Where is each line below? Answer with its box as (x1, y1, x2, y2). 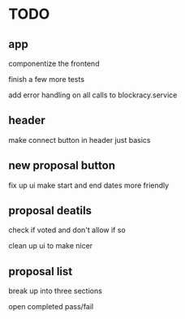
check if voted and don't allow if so (8, 225, 126, 235)
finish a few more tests (8, 75, 85, 84)
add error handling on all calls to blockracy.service (8, 90, 178, 100)
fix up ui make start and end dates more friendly (8, 180, 170, 190)
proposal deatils (8, 204, 92, 218)
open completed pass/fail (8, 302, 94, 312)
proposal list (8, 265, 73, 278)
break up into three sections (8, 286, 103, 296)
